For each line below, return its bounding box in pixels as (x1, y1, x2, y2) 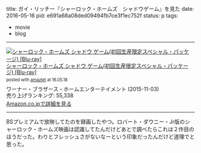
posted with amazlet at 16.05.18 (6, 77, 68, 83)
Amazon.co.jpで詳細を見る (6, 100, 72, 107)
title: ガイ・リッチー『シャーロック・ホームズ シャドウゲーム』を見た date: (6, 5, 194, 12)
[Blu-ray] (14, 68, 37, 76)
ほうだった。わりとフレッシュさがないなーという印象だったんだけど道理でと (6, 133, 195, 140)
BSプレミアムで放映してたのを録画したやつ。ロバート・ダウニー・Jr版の (6, 118, 185, 125)
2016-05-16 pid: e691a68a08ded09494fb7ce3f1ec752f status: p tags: (6, 12, 178, 19)
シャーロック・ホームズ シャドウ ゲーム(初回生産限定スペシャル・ (6, 62, 167, 69)
